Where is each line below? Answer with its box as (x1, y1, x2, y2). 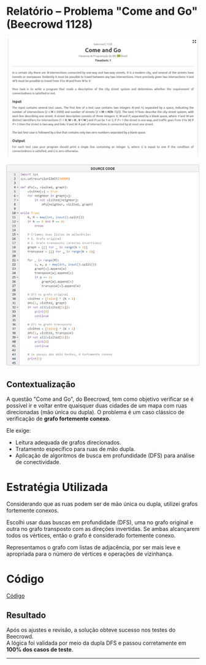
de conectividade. (15, 458, 61, 466)
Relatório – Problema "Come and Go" (6, 4, 198, 18)
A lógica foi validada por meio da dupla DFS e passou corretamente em (6, 639, 186, 647)
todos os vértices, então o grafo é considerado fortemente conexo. (6, 532, 176, 539)
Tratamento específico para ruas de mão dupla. (15, 446, 135, 453)
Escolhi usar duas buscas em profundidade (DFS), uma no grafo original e (6, 519, 193, 526)
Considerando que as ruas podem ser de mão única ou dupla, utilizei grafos (6, 500, 198, 508)
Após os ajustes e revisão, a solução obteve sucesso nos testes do (6, 626, 176, 634)
